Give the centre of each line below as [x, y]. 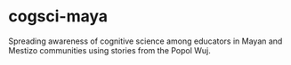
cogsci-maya [58, 16]
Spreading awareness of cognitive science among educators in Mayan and [145, 41]
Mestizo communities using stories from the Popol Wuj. [109, 50]
